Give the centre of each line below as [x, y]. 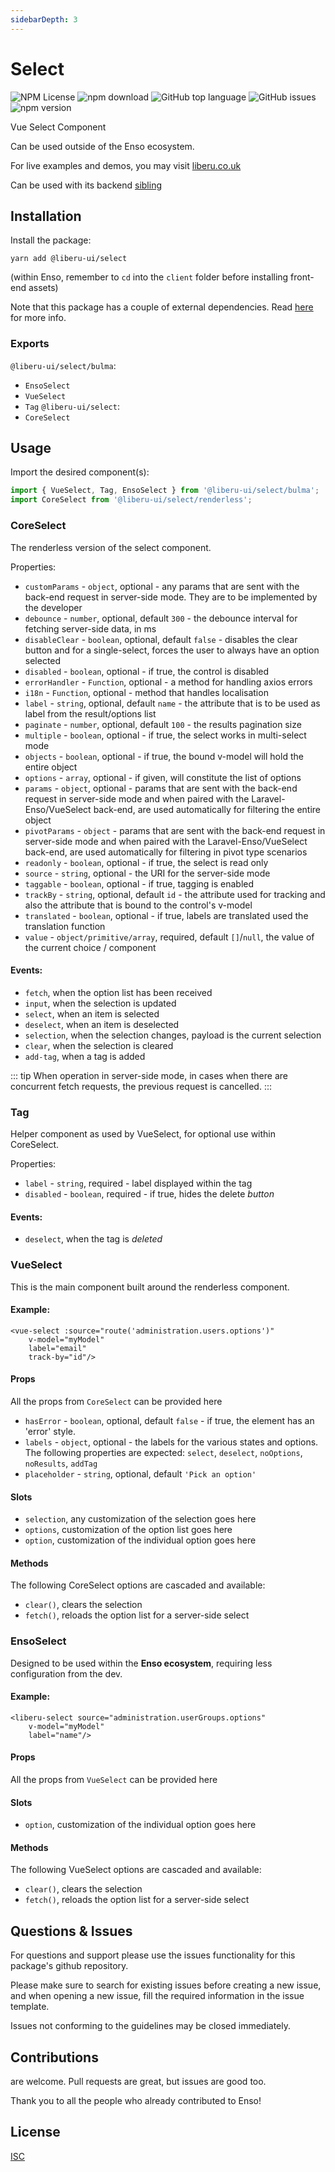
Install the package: [51, 240]
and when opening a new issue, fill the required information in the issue [157, 1996]
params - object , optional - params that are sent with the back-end [161, 788]
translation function [65, 926]
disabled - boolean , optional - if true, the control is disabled [147, 671]
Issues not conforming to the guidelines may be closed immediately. [151, 2026]
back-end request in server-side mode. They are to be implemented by [171, 597]
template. [30, 2007]
